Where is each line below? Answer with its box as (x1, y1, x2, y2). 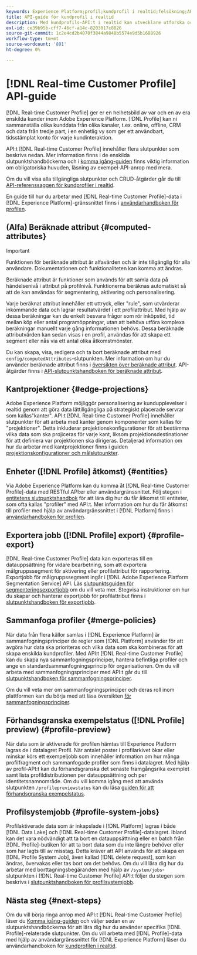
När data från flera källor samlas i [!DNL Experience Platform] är (6, 631, 160, 638)
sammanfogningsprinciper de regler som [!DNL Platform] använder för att (6, 637, 184, 644)
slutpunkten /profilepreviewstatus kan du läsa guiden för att (6, 784, 154, 791)
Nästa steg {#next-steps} (6, 895, 101, 906)
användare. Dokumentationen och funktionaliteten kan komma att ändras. (6, 264, 184, 271)
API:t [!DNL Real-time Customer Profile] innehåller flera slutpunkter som (6, 145, 179, 152)
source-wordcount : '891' (6, 42, 67, 47)
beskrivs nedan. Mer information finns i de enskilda (6, 151, 130, 158)
